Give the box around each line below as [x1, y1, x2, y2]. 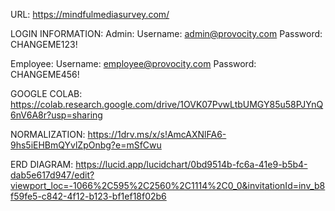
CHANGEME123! [10, 39, 78, 50]
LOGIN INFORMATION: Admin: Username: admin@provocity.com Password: [10, 28, 323, 39]
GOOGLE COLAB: [10, 88, 83, 99]
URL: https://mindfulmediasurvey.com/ [10, 9, 170, 20]
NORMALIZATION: [10, 129, 86, 140]
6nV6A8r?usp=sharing [10, 109, 103, 121]
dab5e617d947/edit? [10, 169, 95, 181]
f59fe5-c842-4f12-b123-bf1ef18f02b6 [10, 190, 167, 202]
